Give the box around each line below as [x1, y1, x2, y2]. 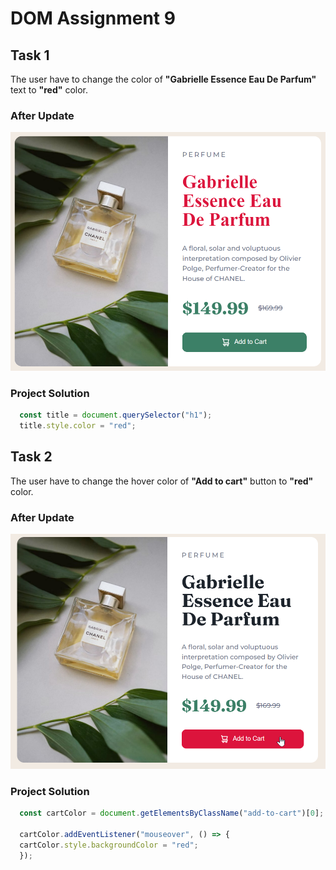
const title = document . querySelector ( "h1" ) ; [19, 410, 213, 421]
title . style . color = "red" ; [19, 420, 137, 431]
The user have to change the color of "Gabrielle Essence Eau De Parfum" [10, 73, 317, 85]
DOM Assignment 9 [10, 7, 176, 30]
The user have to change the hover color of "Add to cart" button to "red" [10, 475, 314, 487]
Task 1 [10, 47, 50, 64]
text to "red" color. [10, 84, 89, 96]
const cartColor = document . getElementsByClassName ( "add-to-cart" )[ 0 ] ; [19, 808, 325, 819]
